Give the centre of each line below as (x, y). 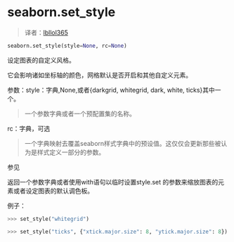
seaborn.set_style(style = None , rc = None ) (67, 46)
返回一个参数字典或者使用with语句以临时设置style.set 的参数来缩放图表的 (113, 182)
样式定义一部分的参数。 (71, 152)
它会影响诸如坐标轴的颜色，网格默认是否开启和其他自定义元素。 (99, 75)
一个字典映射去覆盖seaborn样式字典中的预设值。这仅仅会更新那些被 (123, 143)
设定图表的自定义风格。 (41, 60)
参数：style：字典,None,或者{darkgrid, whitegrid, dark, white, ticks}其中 (111, 90)
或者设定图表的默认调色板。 (53, 191)
